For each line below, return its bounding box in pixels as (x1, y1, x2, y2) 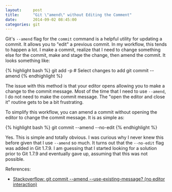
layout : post (5, 7, 43, 13)
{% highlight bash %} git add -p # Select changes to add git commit (5, 68, 149, 74)
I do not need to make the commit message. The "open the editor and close (5, 94, 165, 100)
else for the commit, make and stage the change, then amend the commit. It (5, 52, 166, 58)
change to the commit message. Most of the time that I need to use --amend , (5, 88, 166, 95)
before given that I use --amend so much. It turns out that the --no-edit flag (5, 140, 164, 146)
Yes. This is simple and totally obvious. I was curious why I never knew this (5, 134, 164, 141)
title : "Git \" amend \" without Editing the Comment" (5, 12, 132, 17)
